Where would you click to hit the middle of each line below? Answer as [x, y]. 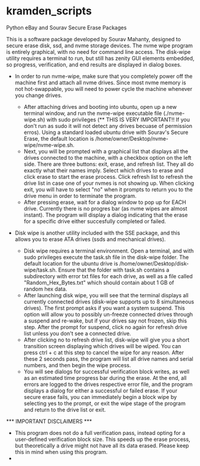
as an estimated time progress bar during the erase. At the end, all [105, 377]
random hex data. [45, 289]
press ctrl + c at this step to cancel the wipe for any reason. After [104, 352]
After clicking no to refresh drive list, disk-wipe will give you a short [107, 340]
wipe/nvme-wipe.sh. [49, 145]
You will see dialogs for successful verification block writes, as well [107, 371]
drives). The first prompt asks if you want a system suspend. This [104, 308]
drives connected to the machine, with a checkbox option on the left [107, 157]
